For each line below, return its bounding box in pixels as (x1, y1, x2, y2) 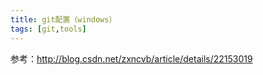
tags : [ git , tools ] (10, 24, 87, 34)
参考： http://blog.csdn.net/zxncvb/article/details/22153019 (10, 52, 253, 65)
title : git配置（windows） (10, 14, 117, 25)
